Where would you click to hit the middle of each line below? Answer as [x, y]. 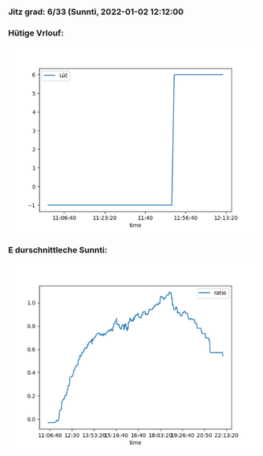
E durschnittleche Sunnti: [58, 250]
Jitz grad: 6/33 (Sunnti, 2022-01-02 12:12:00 [96, 12]
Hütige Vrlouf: [36, 32]
